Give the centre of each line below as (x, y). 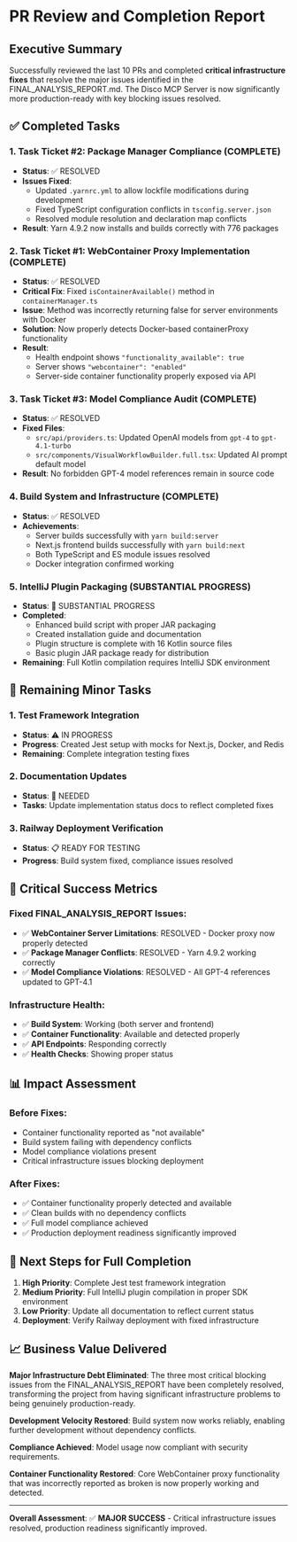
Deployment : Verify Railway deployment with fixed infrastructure (140, 1320)
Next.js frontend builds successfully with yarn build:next (140, 545)
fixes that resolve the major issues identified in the (102, 80)
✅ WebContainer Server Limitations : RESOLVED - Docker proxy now (148, 933)
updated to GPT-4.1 (57, 982)
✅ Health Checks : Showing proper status (98, 1054)
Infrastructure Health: (57, 1005)
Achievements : (50, 526)
